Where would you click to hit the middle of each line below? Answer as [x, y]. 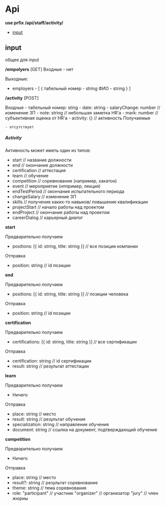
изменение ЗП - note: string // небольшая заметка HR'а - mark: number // [82, 112]
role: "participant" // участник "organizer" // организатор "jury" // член [85, 493]
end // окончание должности [42, 165]
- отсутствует [20, 127]
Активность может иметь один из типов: [48, 150]
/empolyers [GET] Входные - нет [39, 69]
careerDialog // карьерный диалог [48, 217]
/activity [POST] [22, 98]
